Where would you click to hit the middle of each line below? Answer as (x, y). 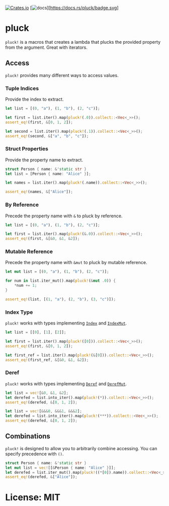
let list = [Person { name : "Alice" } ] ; (48, 174)
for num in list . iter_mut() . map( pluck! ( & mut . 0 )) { (60, 281)
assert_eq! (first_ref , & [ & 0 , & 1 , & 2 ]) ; (47, 360)
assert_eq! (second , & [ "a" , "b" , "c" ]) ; (47, 136)
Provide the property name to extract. (44, 160)
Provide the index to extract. (34, 99)
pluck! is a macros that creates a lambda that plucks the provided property (83, 42)
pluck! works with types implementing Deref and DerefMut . (66, 384)
